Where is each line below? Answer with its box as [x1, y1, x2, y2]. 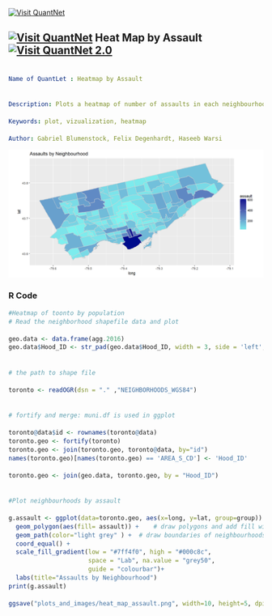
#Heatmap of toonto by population [8, 308, 125, 317]
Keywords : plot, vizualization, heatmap [8, 117, 147, 125]
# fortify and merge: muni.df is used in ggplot [8, 411, 176, 420]
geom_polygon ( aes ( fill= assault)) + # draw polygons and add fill [15, 522, 255, 530]
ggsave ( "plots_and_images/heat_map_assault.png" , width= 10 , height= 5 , [8, 599, 252, 607]
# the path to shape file [8, 369, 96, 377]
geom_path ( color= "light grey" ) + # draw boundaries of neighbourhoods [15, 531, 266, 539]
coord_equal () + [15, 539, 70, 548]
